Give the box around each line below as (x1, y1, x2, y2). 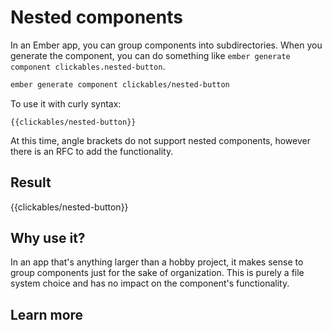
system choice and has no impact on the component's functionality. (10, 277, 290, 290)
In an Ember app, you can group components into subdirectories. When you (10, 39, 323, 51)
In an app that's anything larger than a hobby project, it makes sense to (10, 256, 304, 268)
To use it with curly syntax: (10, 97, 122, 110)
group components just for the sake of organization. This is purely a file (10, 267, 305, 279)
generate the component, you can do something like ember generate (10, 49, 291, 61)
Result (10, 174, 52, 191)
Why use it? (10, 230, 86, 247)
